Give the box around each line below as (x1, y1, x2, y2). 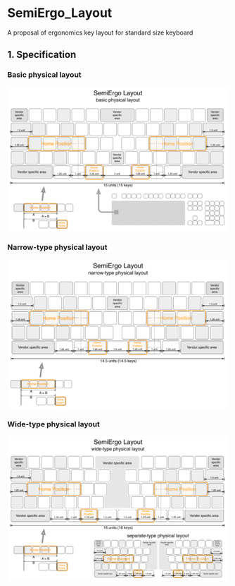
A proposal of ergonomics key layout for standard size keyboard (7, 28, 193, 37)
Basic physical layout (7, 70, 82, 80)
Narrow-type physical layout (7, 242, 108, 252)
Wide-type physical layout (7, 419, 100, 429)
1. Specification (7, 49, 77, 61)
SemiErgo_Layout (7, 5, 113, 21)
